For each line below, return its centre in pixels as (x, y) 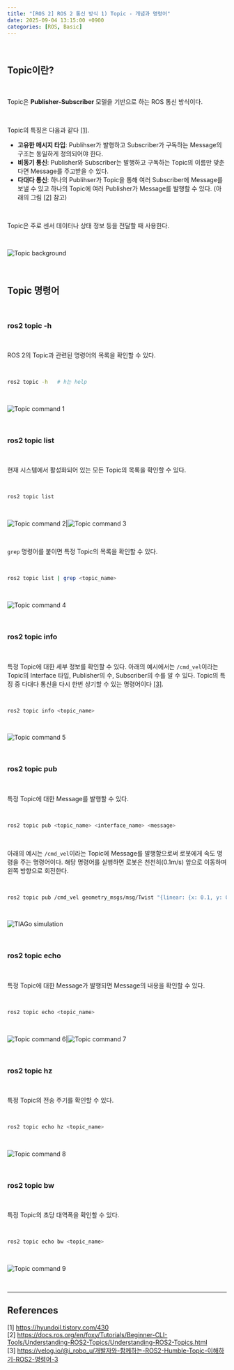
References (33, 1310)
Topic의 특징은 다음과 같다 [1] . (48, 131)
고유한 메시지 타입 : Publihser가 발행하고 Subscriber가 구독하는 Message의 (119, 145)
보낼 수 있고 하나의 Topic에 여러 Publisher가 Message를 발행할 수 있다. (115, 188)
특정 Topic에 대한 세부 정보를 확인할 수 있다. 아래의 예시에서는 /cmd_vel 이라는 (113, 667)
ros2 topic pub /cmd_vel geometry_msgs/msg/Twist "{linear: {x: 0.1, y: (115, 898)
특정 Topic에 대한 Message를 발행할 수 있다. (68, 798)
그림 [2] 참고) (49, 198)
